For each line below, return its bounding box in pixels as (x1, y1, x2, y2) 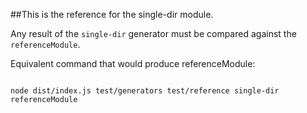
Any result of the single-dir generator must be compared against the (10, 28, 297, 39)
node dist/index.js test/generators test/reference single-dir (10, 86, 280, 96)
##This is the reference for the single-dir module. (10, 9, 214, 20)
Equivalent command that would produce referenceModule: (10, 58, 256, 69)
